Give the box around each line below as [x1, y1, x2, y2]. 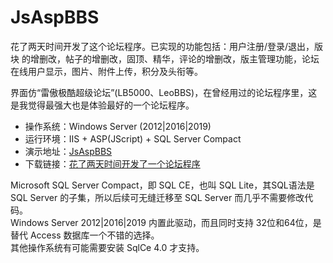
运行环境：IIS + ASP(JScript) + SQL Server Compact [24, 132, 242, 145]
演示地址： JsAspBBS [24, 145, 113, 157]
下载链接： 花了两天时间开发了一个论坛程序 [24, 157, 201, 170]
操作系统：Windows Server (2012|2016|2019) [24, 120, 212, 132]
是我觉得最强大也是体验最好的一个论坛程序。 [10, 99, 195, 111]
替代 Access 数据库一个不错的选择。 [10, 229, 160, 241]
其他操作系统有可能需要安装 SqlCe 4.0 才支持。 [10, 241, 205, 253]
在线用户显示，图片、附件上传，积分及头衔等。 [10, 65, 203, 77]
